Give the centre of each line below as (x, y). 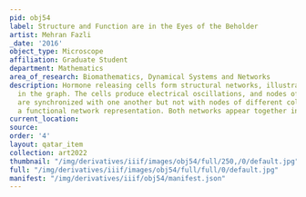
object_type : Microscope (56, 52)
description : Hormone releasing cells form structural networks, (136, 85)
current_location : (44, 119)
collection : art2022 (49, 153)
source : (24, 128)
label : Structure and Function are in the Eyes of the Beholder (134, 26)
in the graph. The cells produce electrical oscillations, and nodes (152, 94)
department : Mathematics (56, 69)
